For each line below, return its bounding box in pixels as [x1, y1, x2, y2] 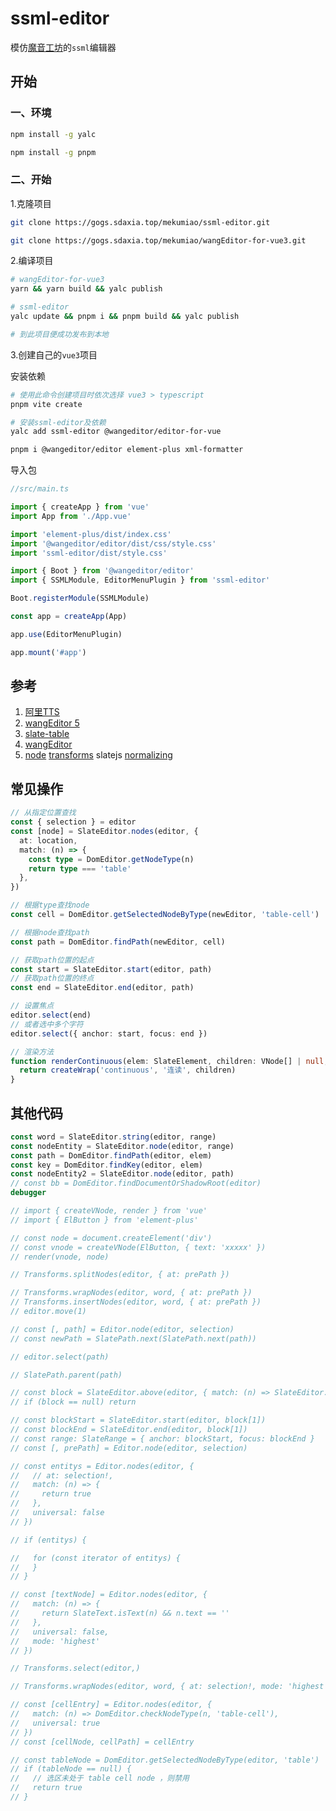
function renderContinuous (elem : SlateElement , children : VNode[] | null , [10, 1056, 329, 1066]
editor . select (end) [10, 1010, 92, 1021]
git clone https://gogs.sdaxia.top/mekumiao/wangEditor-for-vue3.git [10, 235, 307, 246]
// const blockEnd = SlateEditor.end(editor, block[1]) [10, 1425, 248, 1435]
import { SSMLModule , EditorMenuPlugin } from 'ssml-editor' [10, 575, 271, 586]
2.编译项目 [10, 255, 54, 267]
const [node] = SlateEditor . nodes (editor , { [10, 827, 199, 837]
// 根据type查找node [10, 900, 90, 911]
